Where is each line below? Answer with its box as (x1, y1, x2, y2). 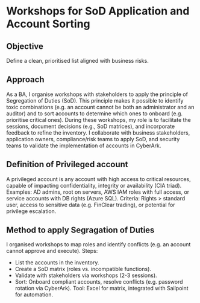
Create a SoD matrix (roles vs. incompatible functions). (14, 266, 152, 273)
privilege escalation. (6, 207, 57, 215)
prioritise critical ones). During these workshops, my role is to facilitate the (6, 116, 192, 123)
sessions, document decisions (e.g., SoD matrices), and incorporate (6, 123, 175, 130)
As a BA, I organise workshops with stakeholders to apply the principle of (6, 91, 189, 98)
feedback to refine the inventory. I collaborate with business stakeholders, (6, 129, 190, 136)
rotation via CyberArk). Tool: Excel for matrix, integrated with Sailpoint (14, 285, 189, 292)
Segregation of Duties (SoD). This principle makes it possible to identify (6, 97, 184, 104)
